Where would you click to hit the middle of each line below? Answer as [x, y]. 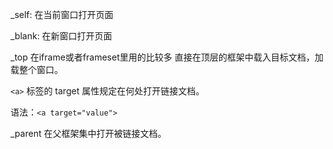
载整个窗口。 [36, 69]
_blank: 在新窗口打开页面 [61, 36]
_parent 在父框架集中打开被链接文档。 [88, 133]
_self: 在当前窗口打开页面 [62, 14]
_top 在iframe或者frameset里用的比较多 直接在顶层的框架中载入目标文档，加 [167, 57]
